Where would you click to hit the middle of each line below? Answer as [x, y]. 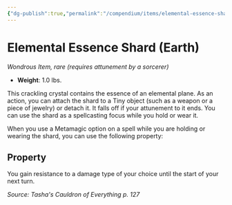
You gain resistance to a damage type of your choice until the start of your [113, 174]
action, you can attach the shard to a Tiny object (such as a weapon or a [110, 100]
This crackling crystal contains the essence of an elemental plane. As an [110, 93]
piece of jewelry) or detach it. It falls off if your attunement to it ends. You [111, 108]
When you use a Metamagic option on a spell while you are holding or [106, 129]
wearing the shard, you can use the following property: [85, 136]
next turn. [21, 181]
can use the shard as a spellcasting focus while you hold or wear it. [103, 115]
